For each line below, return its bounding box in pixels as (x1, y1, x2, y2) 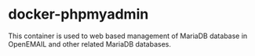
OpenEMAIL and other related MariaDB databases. (8, 39, 171, 48)
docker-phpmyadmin (8, 5, 149, 23)
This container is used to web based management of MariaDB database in (8, 31, 248, 40)
